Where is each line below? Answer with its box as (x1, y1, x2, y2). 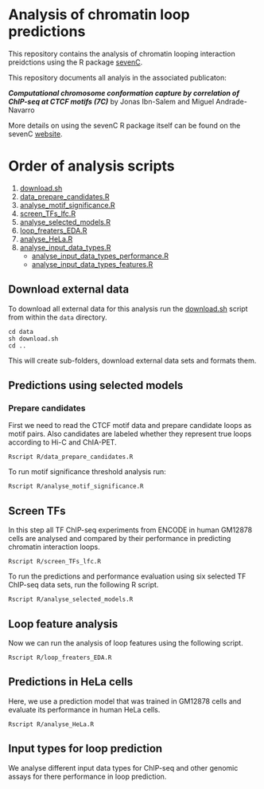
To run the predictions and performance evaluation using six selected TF (8, 571, 247, 581)
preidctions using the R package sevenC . (8, 57, 143, 67)
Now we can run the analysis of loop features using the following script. (8, 638, 244, 647)
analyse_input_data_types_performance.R (31, 251, 169, 261)
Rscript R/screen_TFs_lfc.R (8, 558, 102, 566)
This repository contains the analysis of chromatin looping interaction (8, 49, 236, 58)
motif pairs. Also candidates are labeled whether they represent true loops (8, 429, 252, 439)
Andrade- (215, 96, 248, 106)
